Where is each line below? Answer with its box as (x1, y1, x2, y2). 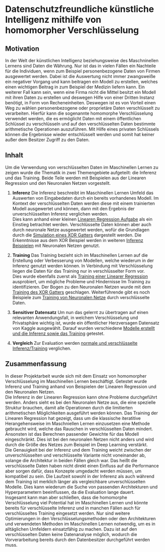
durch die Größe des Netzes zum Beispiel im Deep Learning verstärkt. (5, 441, 148, 448)
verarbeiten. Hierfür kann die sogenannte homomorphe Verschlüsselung (5, 110, 153, 116)
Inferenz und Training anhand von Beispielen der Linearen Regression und (5, 384, 157, 390)
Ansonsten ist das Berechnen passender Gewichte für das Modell (5, 431, 139, 437)
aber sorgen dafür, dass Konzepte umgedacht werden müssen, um (5, 468, 142, 474)
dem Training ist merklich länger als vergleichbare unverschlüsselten (5, 478, 146, 484)
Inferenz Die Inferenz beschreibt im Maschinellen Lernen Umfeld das (12, 190, 154, 196)
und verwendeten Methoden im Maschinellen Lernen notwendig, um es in (5, 521, 156, 527)
